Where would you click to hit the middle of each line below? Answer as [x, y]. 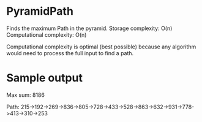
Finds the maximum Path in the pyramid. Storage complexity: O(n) [89, 28]
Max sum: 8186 [25, 95]
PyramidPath [40, 11]
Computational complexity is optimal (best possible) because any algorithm [101, 47]
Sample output [44, 78]
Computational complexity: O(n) [47, 34]
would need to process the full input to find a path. [70, 53]
